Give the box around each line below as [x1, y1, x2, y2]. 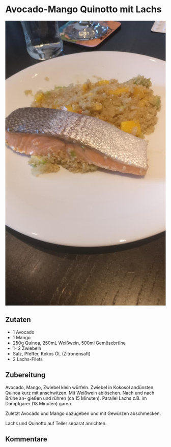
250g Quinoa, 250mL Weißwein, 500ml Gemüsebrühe [12, 340, 126, 346]
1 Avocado [12, 329, 35, 335]
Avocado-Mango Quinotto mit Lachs [5, 4, 162, 15]
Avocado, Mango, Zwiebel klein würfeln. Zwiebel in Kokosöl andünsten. [5, 384, 155, 390]
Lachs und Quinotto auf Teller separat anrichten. [5, 420, 107, 426]
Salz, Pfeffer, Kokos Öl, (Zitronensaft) [12, 350, 91, 356]
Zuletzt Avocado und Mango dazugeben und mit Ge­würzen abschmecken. [5, 410, 161, 416]
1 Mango [12, 334, 31, 340]
